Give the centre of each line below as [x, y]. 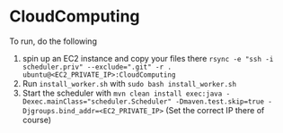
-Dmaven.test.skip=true [220, 101]
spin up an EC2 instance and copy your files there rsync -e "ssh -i [148, 58]
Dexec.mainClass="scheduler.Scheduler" [97, 101]
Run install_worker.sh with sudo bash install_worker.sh [129, 83]
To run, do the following [53, 41]
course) [37, 120]
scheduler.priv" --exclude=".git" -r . [97, 67]
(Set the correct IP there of [215, 110]
